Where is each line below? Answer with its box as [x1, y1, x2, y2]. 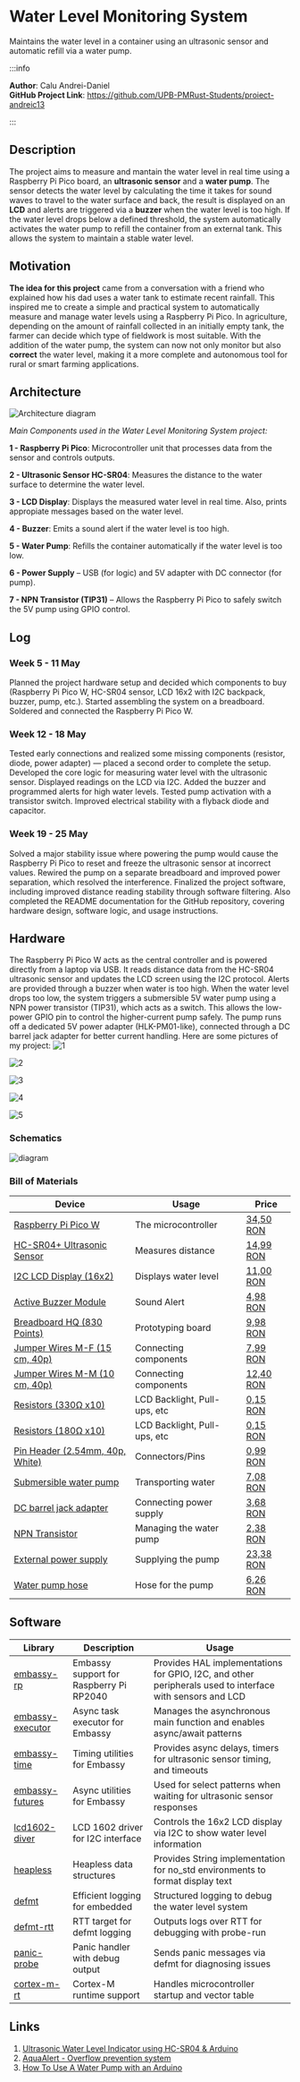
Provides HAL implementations [153, 1656, 283, 1668]
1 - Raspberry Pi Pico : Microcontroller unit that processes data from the [9, 443, 272, 454]
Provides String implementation [153, 1852, 286, 1864]
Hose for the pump [135, 1579, 214, 1591]
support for [72, 1668, 121, 1680]
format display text [153, 1874, 232, 1887]
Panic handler [72, 1941, 131, 1953]
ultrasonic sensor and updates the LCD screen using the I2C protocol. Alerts [9, 974, 290, 985]
